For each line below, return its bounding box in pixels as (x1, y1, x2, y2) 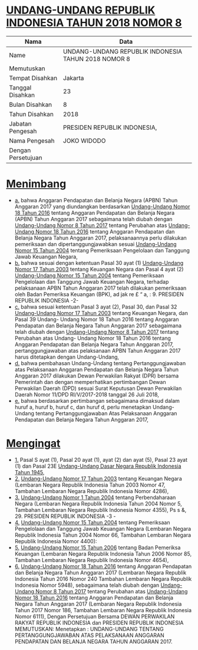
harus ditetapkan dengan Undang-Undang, (14, 353, 120, 360)
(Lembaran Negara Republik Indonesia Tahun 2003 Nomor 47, (14, 481, 166, 488)
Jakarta (62, 74, 84, 82)
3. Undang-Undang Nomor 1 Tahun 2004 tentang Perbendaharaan (14, 494, 176, 501)
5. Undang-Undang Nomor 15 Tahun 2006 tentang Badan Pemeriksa (14, 544, 181, 551)
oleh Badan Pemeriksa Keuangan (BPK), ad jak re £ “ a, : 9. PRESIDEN (14, 290, 184, 298)
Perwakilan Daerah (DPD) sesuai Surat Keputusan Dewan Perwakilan (14, 385, 182, 392)
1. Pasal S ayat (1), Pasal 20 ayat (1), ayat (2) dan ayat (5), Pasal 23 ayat (14, 456, 187, 463)
